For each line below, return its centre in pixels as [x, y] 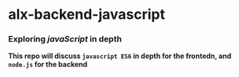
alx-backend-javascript [86, 15]
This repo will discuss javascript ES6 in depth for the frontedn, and [120, 56]
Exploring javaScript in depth [65, 39]
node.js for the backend [48, 64]
